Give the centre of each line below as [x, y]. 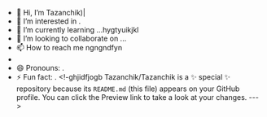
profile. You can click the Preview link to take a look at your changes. [131, 97]
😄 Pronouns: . [40, 68]
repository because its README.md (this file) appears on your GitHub [128, 89]
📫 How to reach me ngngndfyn [69, 48]
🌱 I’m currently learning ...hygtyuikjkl [77, 30]
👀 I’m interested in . [48, 21]
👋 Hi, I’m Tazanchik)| [50, 13]
